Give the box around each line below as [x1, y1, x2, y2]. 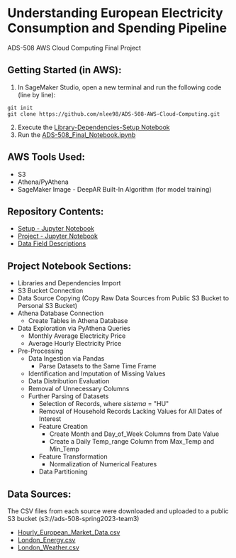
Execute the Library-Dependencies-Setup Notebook [17, 123, 170, 131]
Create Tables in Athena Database [28, 317, 128, 325]
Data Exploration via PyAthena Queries [17, 324, 131, 333]
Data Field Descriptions [17, 239, 86, 248]
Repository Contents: [7, 205, 104, 217]
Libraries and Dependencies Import [17, 279, 121, 288]
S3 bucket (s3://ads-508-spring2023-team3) [7, 515, 140, 523]
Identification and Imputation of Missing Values [28, 369, 166, 378]
